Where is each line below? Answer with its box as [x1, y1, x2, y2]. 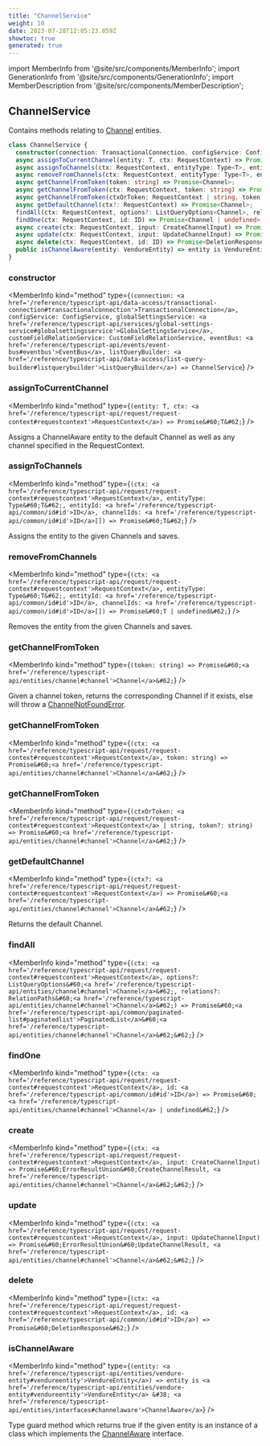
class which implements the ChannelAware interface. [8, 1429, 184, 1439]
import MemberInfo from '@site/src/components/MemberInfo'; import [8, 64, 240, 73]
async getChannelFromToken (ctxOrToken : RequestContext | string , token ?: [15, 194, 268, 202]
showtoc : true [8, 34, 56, 43]
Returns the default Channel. [8, 919, 104, 929]
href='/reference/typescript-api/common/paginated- [8, 1009, 185, 1017]
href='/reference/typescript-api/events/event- [8, 341, 171, 350]
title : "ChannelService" [8, 11, 92, 20]
